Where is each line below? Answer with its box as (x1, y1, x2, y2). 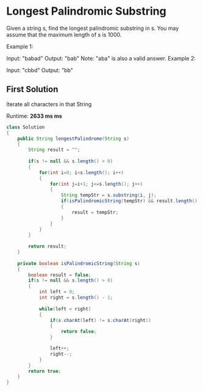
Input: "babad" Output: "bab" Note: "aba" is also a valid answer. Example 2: (6, 54, 196, 62)
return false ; (60, 329, 97, 335)
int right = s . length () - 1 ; (38, 294, 113, 301)
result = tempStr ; (71, 209, 119, 215)
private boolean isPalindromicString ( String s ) (17, 260, 140, 266)
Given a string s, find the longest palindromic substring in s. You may (6, 24, 179, 32)
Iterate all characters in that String (6, 100, 92, 108)
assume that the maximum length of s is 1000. (6, 31, 122, 38)
